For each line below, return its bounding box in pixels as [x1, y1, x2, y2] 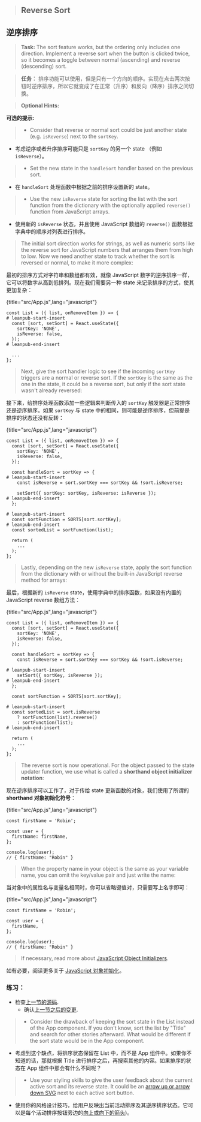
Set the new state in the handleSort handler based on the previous [29, 165, 193, 172]
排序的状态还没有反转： [6, 414, 64, 422]
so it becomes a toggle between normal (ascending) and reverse [20, 56, 181, 64]
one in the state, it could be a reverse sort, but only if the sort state [20, 381, 185, 388]
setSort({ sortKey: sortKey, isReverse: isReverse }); [17, 491, 157, 497]
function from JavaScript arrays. [29, 208, 110, 215]
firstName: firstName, [11, 834, 68, 840]
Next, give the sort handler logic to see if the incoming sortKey [20, 368, 175, 375]
